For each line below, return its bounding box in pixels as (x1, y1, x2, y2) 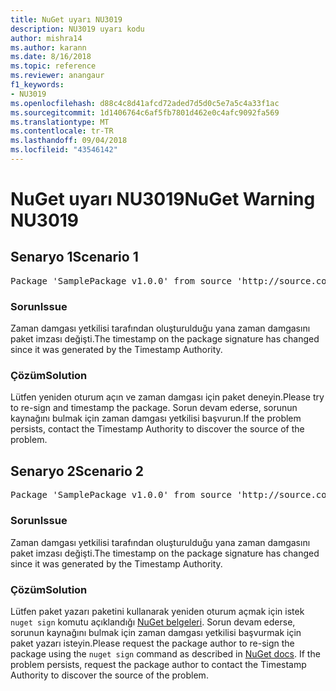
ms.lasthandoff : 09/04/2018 (10, 136, 128, 146)
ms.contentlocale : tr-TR (10, 126, 114, 136)
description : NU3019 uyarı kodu (10, 24, 145, 34)
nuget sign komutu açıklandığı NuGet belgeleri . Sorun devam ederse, (10, 616, 296, 628)
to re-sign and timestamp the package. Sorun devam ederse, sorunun (10, 402, 298, 414)
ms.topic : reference (10, 61, 97, 71)
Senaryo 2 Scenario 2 (10, 462, 145, 480)
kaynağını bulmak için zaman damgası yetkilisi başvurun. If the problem (10, 412, 302, 425)
